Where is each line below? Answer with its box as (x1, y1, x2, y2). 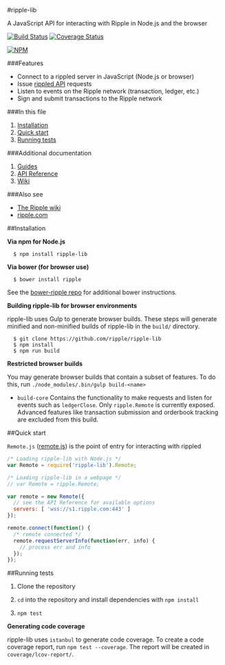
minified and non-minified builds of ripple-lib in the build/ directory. (7, 323, 200, 330)
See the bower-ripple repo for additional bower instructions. (7, 288, 178, 296)
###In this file (7, 108, 47, 116)
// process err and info (19, 543, 91, 551)
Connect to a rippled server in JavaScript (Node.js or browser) (17, 72, 195, 80)
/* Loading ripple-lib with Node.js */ (7, 455, 122, 462)
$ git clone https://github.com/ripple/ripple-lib (13, 336, 162, 342)
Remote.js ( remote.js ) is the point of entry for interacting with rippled (7, 442, 202, 450)
